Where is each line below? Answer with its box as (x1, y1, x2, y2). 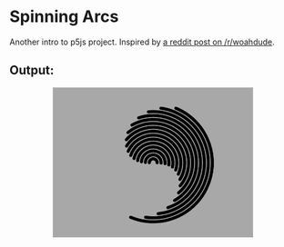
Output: (9, 63, 55, 78)
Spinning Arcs (9, 6, 119, 27)
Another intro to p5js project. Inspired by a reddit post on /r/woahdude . (9, 36, 275, 47)
